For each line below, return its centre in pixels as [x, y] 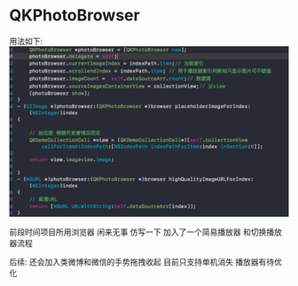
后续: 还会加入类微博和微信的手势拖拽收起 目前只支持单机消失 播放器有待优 [145, 262]
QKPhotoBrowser [74, 15]
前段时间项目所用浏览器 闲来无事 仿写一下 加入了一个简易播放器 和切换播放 [145, 232]
